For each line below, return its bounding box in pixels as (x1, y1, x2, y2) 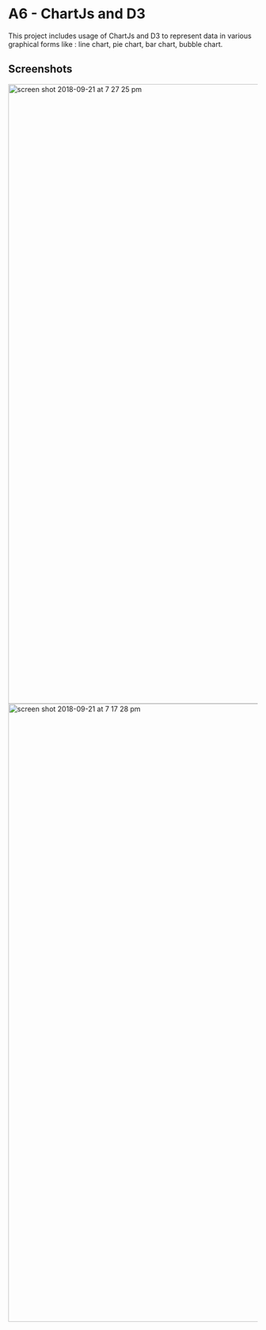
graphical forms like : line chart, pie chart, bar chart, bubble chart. (8, 39, 223, 48)
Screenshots (8, 63, 73, 76)
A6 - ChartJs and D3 (8, 5, 146, 23)
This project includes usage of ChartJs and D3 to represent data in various (8, 31, 252, 40)
